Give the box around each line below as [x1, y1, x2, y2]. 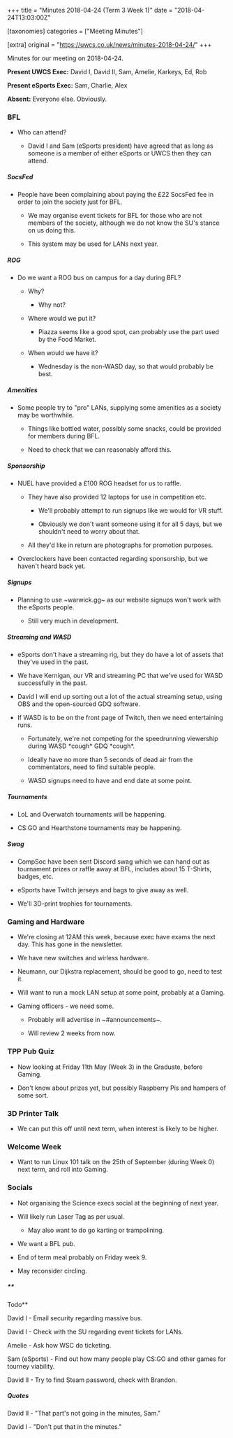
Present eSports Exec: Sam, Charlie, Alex [7, 81, 128, 90]
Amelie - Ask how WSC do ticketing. [7, 1341, 112, 1349]
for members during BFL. [27, 432, 100, 441]
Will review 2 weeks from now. [27, 1029, 116, 1037]
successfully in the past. [17, 679, 88, 687]
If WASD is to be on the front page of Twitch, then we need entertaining [17, 714, 223, 722]
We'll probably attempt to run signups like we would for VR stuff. [38, 506, 223, 515]
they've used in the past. [17, 658, 89, 666]
